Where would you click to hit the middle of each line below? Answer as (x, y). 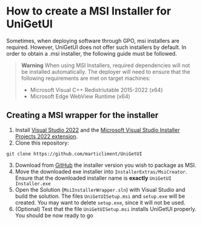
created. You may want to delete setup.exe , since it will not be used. (100, 202)
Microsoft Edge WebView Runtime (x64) (80, 96)
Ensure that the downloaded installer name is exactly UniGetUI (93, 178)
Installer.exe (33, 184)
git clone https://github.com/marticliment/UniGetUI (74, 154)
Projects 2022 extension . (46, 136)
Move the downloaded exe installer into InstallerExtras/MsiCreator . (101, 171)
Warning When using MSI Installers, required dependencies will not (106, 65)
